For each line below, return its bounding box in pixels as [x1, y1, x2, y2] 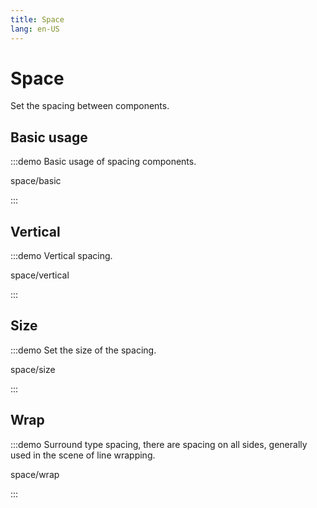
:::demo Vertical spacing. [10, 250, 113, 262]
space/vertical [10, 269, 70, 281]
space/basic [10, 175, 62, 187]
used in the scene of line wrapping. [10, 449, 156, 461]
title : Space [10, 14, 65, 25]
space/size [10, 363, 56, 375]
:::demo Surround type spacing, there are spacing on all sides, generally [10, 438, 308, 450]
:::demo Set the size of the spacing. [10, 344, 157, 356]
